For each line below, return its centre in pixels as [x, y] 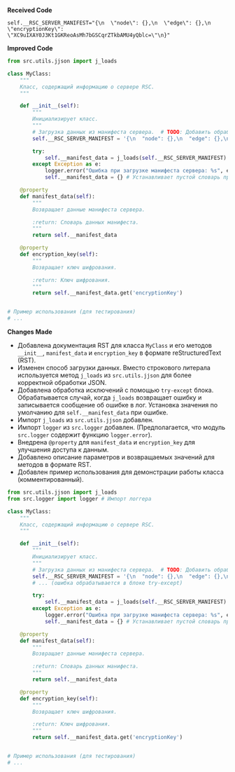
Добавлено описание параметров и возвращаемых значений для [116, 457]
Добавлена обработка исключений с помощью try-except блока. [115, 390]
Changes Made [30, 332]
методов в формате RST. [55, 465]
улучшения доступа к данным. [63, 449]
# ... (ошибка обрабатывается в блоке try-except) [108, 583]
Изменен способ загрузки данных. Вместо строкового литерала [114, 368]
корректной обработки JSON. [62, 382]
